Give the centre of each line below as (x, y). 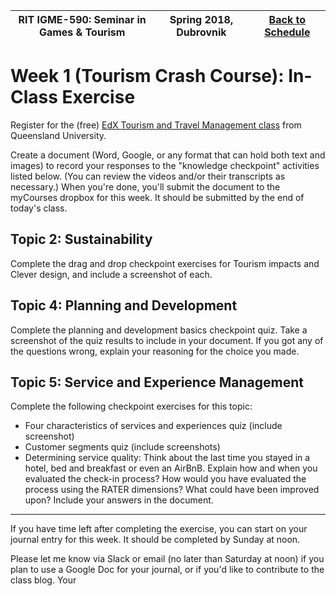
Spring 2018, (201, 19)
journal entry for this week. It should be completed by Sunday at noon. (155, 540)
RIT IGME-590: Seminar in (82, 19)
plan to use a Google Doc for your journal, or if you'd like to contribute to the (167, 570)
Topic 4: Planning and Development (124, 305)
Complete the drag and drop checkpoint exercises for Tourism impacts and (165, 263)
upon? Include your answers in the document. (119, 500)
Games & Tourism (82, 32)
